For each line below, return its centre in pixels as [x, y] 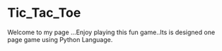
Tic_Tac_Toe [44, 13]
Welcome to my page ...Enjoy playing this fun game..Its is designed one [111, 32]
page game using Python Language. [60, 39]
